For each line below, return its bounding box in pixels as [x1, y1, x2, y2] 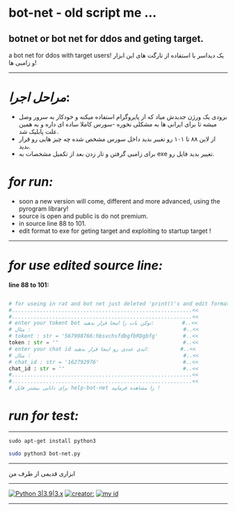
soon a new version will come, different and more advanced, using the [18, 197, 220, 205]
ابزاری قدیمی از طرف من [8, 469, 76, 478]
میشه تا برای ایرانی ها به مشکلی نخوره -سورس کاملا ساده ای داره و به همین [18, 120, 217, 128]
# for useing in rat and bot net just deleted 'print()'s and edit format [8, 300, 230, 307]
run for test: [8, 408, 79, 424]
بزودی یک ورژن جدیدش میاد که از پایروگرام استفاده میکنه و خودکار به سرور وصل [18, 112, 227, 121]
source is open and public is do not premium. [18, 211, 149, 220]
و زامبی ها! [8, 59, 38, 67]
